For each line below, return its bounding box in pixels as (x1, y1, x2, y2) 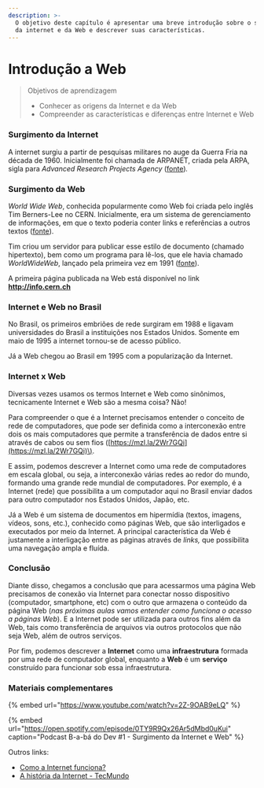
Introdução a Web (8, 60, 127, 78)
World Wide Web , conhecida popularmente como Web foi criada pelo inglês (8, 201, 254, 211)
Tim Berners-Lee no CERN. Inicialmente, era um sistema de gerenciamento (8, 209, 251, 219)
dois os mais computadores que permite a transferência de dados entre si (8, 429, 247, 439)
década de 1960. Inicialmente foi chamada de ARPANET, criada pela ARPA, (8, 155, 250, 165)
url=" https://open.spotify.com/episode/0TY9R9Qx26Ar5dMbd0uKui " (8, 724, 232, 734)
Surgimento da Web (8, 183, 86, 194)
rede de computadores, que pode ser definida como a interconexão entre (8, 421, 246, 430)
